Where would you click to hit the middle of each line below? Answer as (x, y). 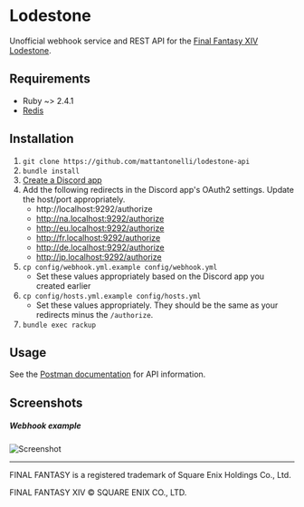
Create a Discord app (62, 180)
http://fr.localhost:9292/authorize (98, 237)
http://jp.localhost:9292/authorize (99, 257)
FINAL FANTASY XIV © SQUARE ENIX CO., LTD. (98, 492)
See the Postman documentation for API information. (108, 374)
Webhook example (45, 426)
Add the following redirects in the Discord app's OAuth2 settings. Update (158, 189)
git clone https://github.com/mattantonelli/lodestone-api (136, 161)
